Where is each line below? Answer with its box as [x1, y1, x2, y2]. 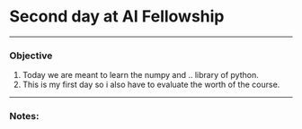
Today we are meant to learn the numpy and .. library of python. [22, 70, 259, 81]
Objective [9, 49, 53, 62]
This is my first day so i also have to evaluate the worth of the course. [22, 79, 280, 90]
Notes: [9, 110, 40, 123]
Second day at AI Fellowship [9, 6, 225, 27]
